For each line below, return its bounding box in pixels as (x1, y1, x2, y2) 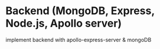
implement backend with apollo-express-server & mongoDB (5, 36, 152, 43)
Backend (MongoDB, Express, (5, 4, 155, 18)
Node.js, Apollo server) (5, 17, 122, 30)
